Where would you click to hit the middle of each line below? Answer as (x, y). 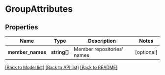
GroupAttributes (39, 9)
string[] (60, 52)
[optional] (146, 52)
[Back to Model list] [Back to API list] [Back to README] (61, 67)
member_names (27, 52)
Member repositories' (98, 49)
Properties (22, 27)
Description (102, 41)
